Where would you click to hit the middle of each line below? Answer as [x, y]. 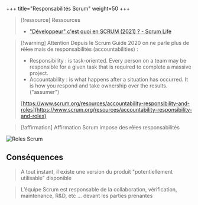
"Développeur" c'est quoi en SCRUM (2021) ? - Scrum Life [100, 31]
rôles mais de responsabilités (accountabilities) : [79, 49]
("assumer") [44, 92]
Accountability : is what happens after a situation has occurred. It [109, 79]
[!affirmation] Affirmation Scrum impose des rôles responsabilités [100, 127]
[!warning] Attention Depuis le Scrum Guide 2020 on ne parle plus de [105, 43]
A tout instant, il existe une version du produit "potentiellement [97, 171]
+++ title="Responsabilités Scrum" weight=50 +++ [68, 9]
